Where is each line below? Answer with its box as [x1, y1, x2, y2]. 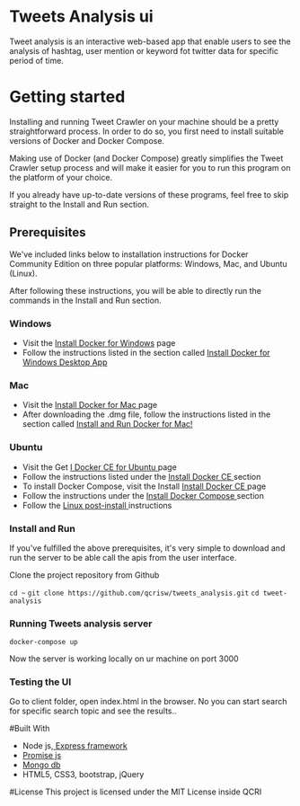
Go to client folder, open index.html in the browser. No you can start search [9, 696, 287, 707]
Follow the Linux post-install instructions [22, 500, 172, 510]
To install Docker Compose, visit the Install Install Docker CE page [22, 481, 267, 492]
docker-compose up [9, 638, 78, 647]
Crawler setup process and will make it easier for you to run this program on [9, 162, 291, 173]
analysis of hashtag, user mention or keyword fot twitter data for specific [9, 45, 279, 56]
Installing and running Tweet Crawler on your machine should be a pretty [9, 116, 279, 127]
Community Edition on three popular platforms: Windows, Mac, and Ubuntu [9, 258, 287, 269]
